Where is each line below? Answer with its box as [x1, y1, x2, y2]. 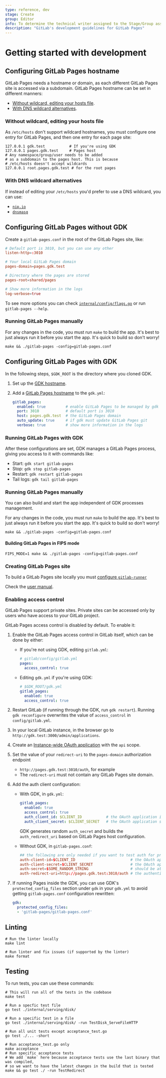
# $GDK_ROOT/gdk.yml [19, 684, 62, 689]
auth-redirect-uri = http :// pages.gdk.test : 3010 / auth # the [19, 871, 142, 876]
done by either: [12, 637, 43, 643]
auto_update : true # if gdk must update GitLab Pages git [17, 418, 148, 423]
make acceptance [5, 1046, 39, 1052]
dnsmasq [12, 210, 28, 215]
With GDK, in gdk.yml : [19, 791, 64, 797]
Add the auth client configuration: [12, 782, 81, 788]
